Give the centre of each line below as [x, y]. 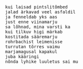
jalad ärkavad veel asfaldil [40, 12]
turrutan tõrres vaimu [33, 47]
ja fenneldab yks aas [31, 17]
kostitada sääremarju [31, 37]
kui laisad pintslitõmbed [37, 7]
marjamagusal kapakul [31, 52]
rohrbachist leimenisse [34, 42]
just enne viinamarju [31, 22]
